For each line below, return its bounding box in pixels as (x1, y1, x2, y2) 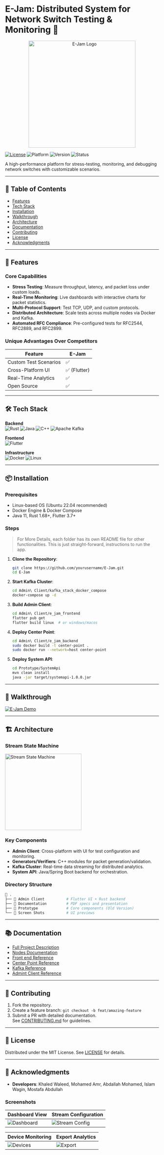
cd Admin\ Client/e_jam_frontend (12, 611, 81, 616)
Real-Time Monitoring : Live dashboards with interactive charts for (12, 294, 146, 300)
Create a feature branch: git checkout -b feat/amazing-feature (12, 1007, 142, 1013)
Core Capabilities (5, 273, 47, 280)
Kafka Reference (12, 965, 46, 971)
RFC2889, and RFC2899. (12, 326, 62, 331)
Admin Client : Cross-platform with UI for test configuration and (12, 848, 140, 854)
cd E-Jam (12, 570, 30, 575)
